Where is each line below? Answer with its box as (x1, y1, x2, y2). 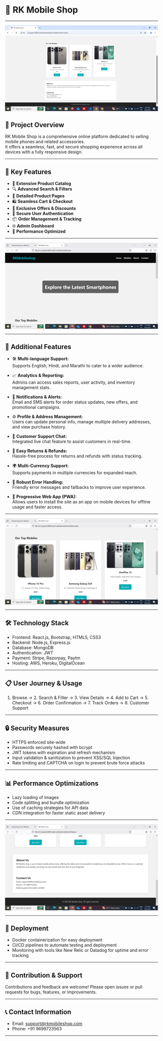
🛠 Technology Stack (5, 619, 69, 627)
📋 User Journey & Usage (5, 679, 82, 688)
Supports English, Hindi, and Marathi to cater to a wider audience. (12, 363, 144, 369)
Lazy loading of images (12, 795, 59, 800)
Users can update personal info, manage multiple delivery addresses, (12, 419, 151, 425)
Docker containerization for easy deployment (12, 937, 103, 943)
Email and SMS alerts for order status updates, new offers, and (12, 399, 138, 405)
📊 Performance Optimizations (5, 779, 98, 787)
